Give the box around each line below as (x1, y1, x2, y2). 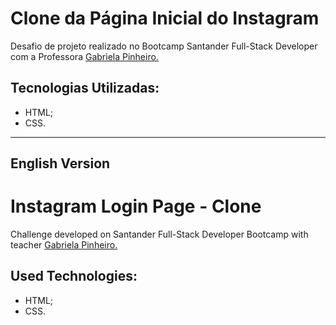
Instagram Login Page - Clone (10, 195, 262, 218)
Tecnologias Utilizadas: (10, 80, 160, 97)
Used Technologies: (10, 268, 138, 285)
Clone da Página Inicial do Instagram (10, 7, 320, 30)
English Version (10, 155, 111, 172)
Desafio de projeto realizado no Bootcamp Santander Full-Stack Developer (10, 40, 318, 52)
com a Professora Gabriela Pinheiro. (10, 50, 159, 62)
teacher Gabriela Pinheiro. (10, 239, 118, 251)
